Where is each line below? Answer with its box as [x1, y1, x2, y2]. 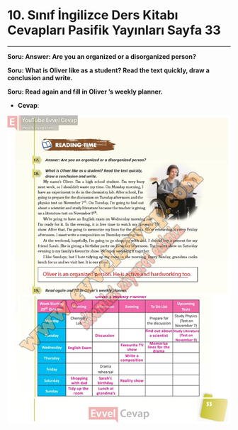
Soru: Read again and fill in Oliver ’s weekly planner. [7, 87, 163, 96]
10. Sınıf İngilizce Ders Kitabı [7, 7, 178, 23]
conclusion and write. [7, 73, 73, 82]
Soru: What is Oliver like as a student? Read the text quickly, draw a [7, 66, 210, 75]
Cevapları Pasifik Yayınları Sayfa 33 [7, 22, 221, 38]
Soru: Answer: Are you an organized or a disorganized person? [7, 52, 196, 60]
